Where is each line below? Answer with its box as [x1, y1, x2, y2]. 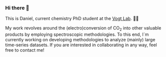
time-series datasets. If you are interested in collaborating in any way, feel [5, 42, 157, 48]
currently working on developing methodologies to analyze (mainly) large [5, 37, 156, 43]
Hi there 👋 [5, 4, 30, 11]
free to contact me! [5, 47, 45, 53]
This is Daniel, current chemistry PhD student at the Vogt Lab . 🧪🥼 [5, 16, 139, 22]
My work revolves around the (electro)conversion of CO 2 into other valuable [5, 25, 162, 32]
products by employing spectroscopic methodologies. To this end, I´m [5, 31, 149, 37]
